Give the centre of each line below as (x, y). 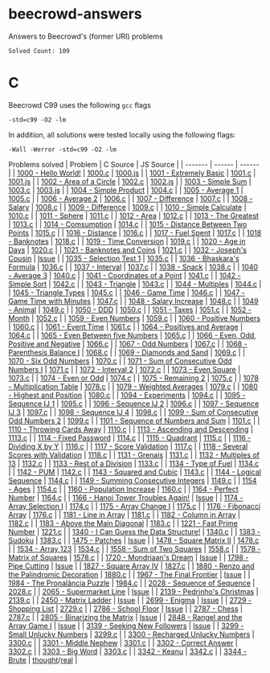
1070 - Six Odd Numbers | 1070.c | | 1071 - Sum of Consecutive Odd (120, 361)
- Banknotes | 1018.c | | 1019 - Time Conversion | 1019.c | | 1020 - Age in (127, 241)
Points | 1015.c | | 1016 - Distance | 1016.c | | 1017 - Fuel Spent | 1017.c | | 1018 (135, 232)
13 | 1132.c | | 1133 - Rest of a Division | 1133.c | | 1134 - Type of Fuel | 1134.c (134, 463)
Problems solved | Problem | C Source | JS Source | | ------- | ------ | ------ (134, 164)
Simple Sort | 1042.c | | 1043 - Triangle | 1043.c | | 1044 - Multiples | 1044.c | (135, 284)
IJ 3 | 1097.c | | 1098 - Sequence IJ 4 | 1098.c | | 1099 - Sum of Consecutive (133, 412)
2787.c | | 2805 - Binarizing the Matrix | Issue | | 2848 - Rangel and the (125, 617)
